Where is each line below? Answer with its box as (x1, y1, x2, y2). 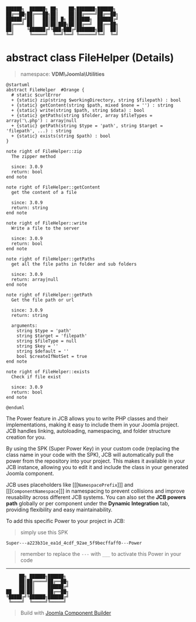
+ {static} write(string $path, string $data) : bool (11, 107, 145, 113)
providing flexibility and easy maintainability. (6, 506, 113, 513)
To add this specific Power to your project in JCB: (6, 517, 125, 524)
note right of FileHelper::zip (6, 148, 82, 154)
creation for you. (6, 433, 46, 440)
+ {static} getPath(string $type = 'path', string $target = (11, 122, 163, 129)
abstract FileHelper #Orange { (6, 87, 85, 93)
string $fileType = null (16, 338, 77, 344)
